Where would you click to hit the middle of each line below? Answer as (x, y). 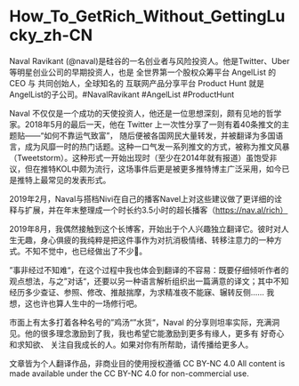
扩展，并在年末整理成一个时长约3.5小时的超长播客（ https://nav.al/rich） (156, 210)
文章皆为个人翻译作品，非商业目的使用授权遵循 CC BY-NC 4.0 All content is (147, 363)
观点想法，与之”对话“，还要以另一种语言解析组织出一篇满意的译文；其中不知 (149, 281)
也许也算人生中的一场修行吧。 (87, 303)
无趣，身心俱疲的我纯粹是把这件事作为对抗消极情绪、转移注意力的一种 (145, 240)
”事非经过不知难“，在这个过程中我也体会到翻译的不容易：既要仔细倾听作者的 (149, 269)
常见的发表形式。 (79, 180)
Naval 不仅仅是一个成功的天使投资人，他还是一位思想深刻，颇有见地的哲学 (145, 113)
